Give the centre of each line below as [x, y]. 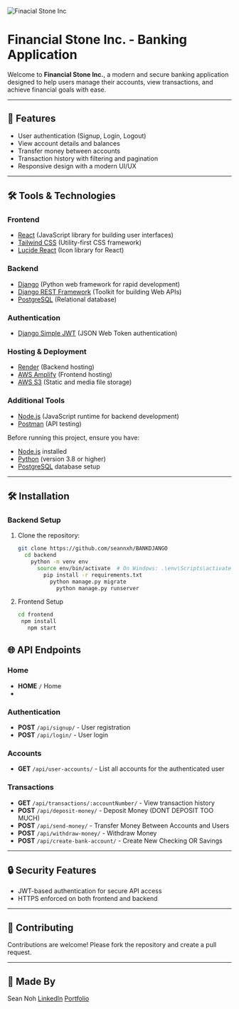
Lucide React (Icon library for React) [71, 250]
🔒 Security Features [52, 871]
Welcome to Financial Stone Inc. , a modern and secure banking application [118, 74]
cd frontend [35, 615]
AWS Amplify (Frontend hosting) [65, 375]
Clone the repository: [49, 535]
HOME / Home [39, 685]
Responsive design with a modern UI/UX [77, 166]
